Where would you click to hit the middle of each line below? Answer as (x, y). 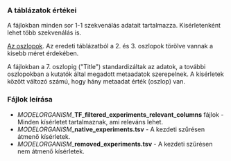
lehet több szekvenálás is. (44, 32)
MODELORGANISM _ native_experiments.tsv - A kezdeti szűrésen (111, 129)
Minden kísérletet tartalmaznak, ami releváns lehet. (90, 122)
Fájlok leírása (30, 100)
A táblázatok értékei (42, 10)
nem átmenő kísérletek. (51, 151)
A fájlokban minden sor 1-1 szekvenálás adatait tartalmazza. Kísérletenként (114, 26)
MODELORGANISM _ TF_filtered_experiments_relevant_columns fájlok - (120, 114)
